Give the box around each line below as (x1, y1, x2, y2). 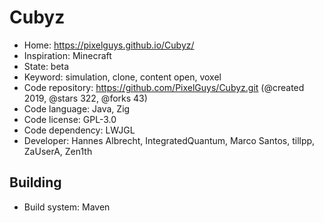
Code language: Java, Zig (23, 102, 131, 115)
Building (9, 174, 62, 191)
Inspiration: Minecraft (23, 49, 112, 61)
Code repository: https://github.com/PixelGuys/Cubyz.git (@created (23, 81, 305, 93)
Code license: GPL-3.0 (23, 113, 117, 125)
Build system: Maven (23, 201, 111, 213)
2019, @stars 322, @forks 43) (23, 92, 148, 104)
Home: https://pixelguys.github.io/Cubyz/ (23, 39, 195, 51)
